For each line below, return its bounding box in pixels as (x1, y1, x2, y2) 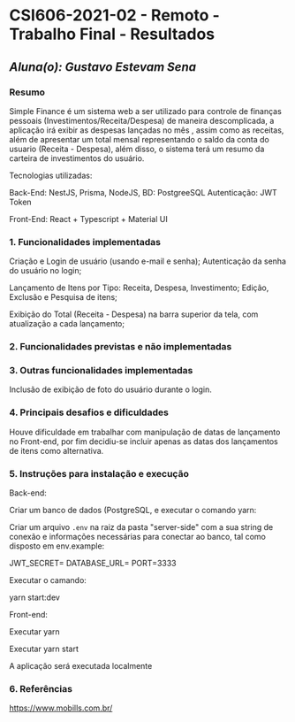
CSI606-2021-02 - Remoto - (9, 5, 221, 26)
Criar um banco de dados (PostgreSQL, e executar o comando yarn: (9, 504, 257, 515)
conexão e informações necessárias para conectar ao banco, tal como (9, 531, 267, 541)
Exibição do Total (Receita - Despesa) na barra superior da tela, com (9, 309, 259, 319)
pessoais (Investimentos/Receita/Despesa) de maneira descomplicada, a (9, 115, 275, 126)
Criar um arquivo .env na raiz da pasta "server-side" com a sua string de (9, 521, 274, 532)
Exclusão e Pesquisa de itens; (9, 292, 117, 303)
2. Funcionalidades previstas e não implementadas (9, 341, 232, 353)
